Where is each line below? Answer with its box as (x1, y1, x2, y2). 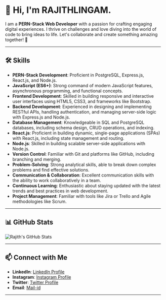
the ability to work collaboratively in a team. (12, 177, 101, 183)
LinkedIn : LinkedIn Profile (12, 269, 65, 275)
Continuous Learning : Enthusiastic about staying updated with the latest (12, 182, 161, 188)
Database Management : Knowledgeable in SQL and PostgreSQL (12, 119, 145, 125)
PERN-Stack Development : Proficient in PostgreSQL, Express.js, (12, 72, 144, 78)
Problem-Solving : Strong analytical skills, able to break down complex (12, 161, 157, 168)
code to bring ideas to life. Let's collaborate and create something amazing (5, 31, 158, 37)
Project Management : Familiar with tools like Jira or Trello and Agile (12, 193, 151, 199)
